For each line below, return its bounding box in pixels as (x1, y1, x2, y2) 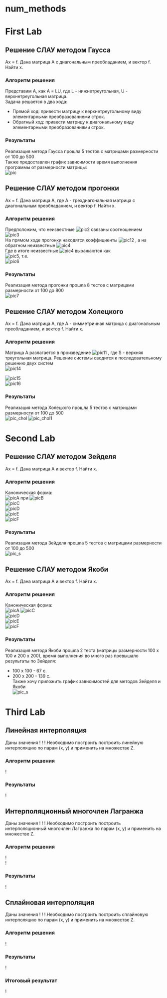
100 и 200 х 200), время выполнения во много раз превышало (5, 652, 139, 658)
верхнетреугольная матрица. (5, 93, 68, 99)
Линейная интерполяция (5, 726, 87, 735)
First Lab (5, 26, 42, 37)
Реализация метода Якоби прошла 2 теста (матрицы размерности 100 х (5, 647, 159, 653)
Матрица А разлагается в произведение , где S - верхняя (5, 349, 144, 355)
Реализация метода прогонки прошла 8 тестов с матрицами (5, 282, 135, 288)
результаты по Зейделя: (5, 658, 56, 664)
